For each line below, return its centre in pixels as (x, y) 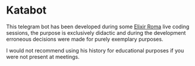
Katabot (26, 10)
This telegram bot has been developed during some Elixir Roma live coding (98, 27)
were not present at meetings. (43, 57)
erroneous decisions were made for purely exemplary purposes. (85, 39)
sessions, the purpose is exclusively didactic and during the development (96, 32)
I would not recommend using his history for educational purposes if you (95, 50)
